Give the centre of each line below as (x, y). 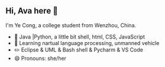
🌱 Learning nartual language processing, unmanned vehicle (87, 43)
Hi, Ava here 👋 (32, 11)
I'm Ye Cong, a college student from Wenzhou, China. (71, 25)
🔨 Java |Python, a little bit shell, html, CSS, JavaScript (80, 37)
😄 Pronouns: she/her (40, 58)
